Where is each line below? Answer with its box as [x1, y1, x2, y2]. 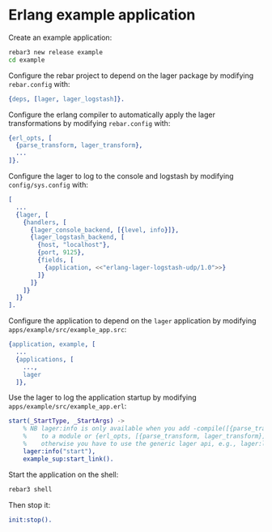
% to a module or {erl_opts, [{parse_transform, [23, 432, 201, 440]
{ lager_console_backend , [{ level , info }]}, [29, 226, 180, 234]
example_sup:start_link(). [23, 455, 114, 463]
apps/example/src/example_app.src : [8, 325, 127, 335]
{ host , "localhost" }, [37, 241, 111, 249]
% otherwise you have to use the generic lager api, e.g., [23, 440, 237, 448]
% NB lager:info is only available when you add [23, 425, 190, 433]
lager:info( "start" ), [23, 447, 96, 456]
